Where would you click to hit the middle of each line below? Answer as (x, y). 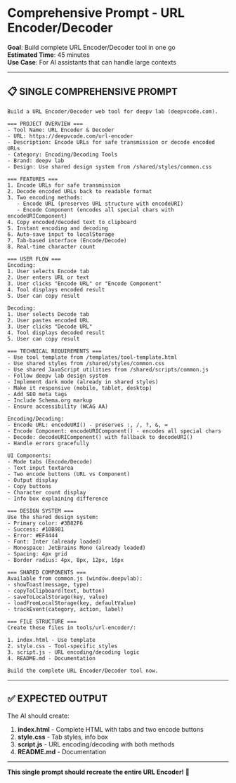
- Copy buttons (29, 486)
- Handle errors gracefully (48, 443)
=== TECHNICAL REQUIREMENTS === (54, 351)
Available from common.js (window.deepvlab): (75, 578)
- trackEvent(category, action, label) (66, 609)
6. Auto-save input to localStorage (61, 234)
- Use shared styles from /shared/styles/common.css (86, 363)
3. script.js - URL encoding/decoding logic (73, 652)
